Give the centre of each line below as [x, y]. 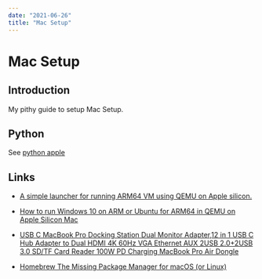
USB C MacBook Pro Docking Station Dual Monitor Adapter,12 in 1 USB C [136, 235]
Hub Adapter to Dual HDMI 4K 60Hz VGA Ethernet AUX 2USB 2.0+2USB [136, 243]
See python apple [36, 153]
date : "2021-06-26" [40, 15]
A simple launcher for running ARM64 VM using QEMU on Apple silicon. [136, 196]
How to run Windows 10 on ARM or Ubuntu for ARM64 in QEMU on [127, 212]
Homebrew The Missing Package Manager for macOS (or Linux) [123, 266]
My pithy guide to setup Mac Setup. [66, 109]
